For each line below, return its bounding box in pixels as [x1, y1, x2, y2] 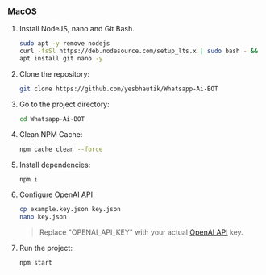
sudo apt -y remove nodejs [19, 40, 110, 48]
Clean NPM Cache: [19, 129, 83, 139]
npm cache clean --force [19, 145, 103, 153]
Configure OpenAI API [19, 190, 94, 199]
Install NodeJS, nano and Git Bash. [19, 24, 135, 34]
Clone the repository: [19, 69, 90, 78]
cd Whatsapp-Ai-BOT [19, 115, 85, 123]
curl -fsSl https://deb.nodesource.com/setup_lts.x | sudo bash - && [19, 47, 259, 56]
